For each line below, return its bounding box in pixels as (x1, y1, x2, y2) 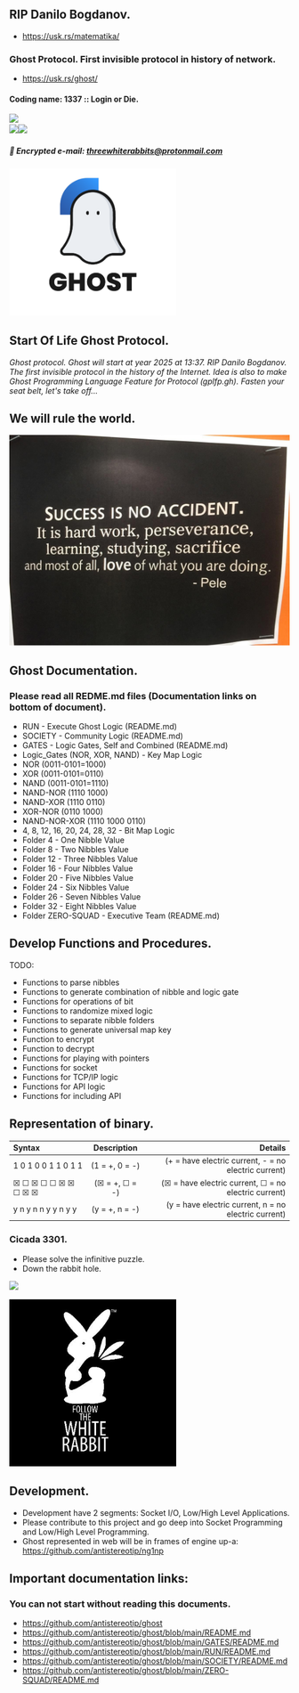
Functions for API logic (21, 1081, 106, 1092)
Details (259, 1143, 287, 1153)
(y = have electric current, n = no (166, 1199, 287, 1209)
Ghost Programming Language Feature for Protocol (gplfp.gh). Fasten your (9, 376, 285, 387)
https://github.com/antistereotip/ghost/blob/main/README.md (21, 1627, 252, 1638)
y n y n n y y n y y (12, 1204, 77, 1215)
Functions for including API (21, 1090, 122, 1101)
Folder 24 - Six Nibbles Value (21, 882, 130, 893)
